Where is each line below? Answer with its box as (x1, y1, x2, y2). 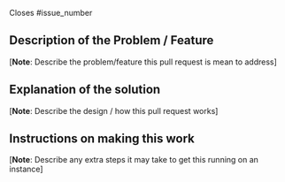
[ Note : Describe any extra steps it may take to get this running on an (9, 155, 259, 165)
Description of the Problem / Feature (9, 33, 214, 48)
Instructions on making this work (9, 132, 195, 147)
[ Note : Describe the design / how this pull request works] (9, 105, 219, 116)
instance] (9, 163, 43, 175)
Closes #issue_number (9, 8, 93, 18)
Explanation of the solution (9, 82, 161, 97)
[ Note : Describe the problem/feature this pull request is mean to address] (9, 57, 277, 67)
